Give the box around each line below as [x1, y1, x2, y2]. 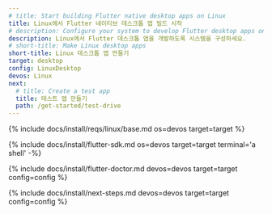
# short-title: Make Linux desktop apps [8, 42, 147, 50]
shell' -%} [8, 149, 42, 158]
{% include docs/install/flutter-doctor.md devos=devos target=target [8, 164, 238, 174]
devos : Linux [8, 72, 53, 80]
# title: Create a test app [15, 86, 111, 95]
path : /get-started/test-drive [15, 102, 121, 110]
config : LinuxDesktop [8, 65, 82, 73]
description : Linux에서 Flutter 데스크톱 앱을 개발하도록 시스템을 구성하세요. [8, 34, 247, 43]
